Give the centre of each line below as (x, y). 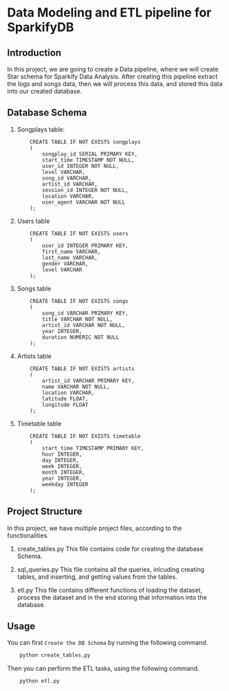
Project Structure (45, 512)
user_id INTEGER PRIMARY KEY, (85, 246)
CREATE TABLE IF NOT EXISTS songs (79, 301)
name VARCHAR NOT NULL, (76, 387)
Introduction (34, 53)
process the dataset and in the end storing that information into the (112, 597)
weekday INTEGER (65, 484)
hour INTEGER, (62, 454)
